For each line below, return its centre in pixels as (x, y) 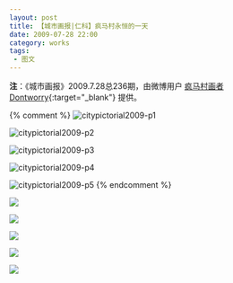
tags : (19, 51)
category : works (39, 43)
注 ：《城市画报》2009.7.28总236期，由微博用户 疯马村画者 (116, 86)
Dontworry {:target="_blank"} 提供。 (75, 97)
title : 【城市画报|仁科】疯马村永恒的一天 (79, 26)
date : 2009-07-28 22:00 (54, 34)
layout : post (34, 18)
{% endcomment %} (134, 185)
